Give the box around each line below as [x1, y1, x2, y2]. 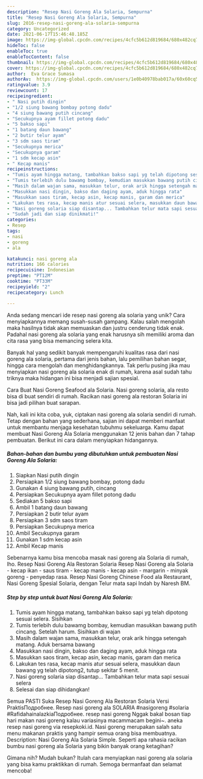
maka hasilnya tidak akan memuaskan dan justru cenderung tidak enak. [7, 324, 184, 331]
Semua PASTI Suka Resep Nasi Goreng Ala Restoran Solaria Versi [7, 697, 169, 705]
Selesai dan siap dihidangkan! [15, 686, 90, 693]
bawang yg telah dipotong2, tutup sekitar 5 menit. [15, 667, 140, 674]
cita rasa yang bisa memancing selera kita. [7, 337, 113, 344]
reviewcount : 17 [7, 88, 48, 94]
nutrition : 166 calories [7, 261, 69, 268]
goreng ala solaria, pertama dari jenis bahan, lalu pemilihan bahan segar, [7, 355, 187, 363]
